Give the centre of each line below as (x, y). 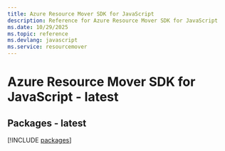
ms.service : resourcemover (47, 47)
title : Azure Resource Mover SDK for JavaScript (81, 14)
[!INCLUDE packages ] (40, 140)
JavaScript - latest (63, 97)
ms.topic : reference (38, 34)
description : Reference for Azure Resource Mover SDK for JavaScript (113, 21)
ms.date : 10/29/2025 (38, 27)
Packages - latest (47, 123)
